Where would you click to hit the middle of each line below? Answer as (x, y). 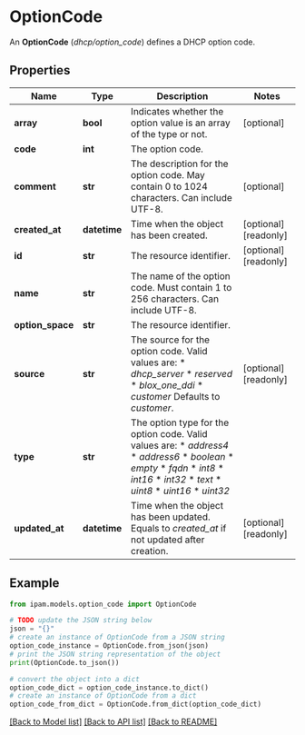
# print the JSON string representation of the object (115, 654)
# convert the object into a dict (75, 679)
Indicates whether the (177, 111)
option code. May (168, 174)
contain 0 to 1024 (169, 186)
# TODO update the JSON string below (81, 621)
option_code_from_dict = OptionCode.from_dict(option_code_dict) (135, 705)
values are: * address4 (180, 445)
